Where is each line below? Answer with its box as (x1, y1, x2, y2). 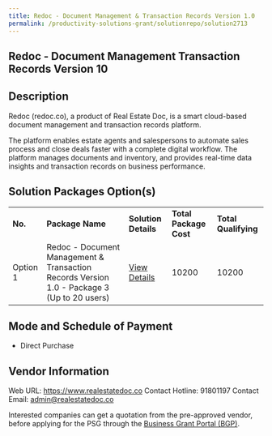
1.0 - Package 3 (46, 281, 110, 293)
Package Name (46, 218, 107, 229)
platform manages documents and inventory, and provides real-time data (8, 152, 253, 162)
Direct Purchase (19, 341, 74, 351)
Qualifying (217, 223, 258, 234)
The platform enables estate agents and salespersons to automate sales (8, 135, 249, 145)
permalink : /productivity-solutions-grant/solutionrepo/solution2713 (8, 19, 249, 28)
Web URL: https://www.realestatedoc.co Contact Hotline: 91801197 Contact (8, 386, 259, 395)
